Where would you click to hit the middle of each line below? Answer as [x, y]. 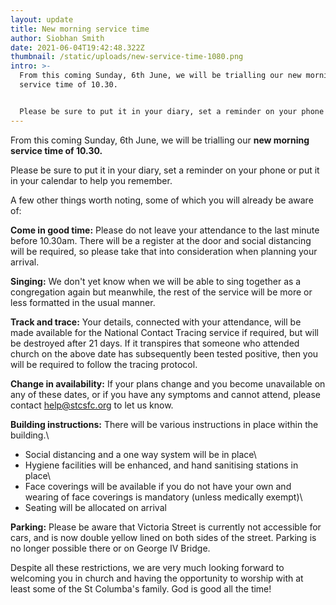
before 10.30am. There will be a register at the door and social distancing [161, 240]
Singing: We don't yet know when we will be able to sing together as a [156, 281]
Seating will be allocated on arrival [95, 507]
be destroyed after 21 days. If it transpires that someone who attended [155, 343]
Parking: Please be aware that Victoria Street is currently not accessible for [166, 527]
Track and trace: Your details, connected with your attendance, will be [156, 322]
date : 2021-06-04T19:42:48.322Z [77, 47]
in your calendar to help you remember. [91, 180]
